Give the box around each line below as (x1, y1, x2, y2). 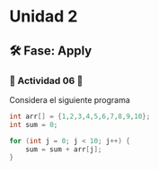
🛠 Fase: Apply (9, 43, 92, 58)
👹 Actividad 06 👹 (9, 74, 83, 87)
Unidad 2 (9, 6, 78, 27)
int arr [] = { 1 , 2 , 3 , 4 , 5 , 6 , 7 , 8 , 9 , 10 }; (9, 112, 151, 121)
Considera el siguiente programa (9, 94, 130, 105)
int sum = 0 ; (9, 120, 58, 129)
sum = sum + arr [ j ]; (25, 145, 102, 154)
